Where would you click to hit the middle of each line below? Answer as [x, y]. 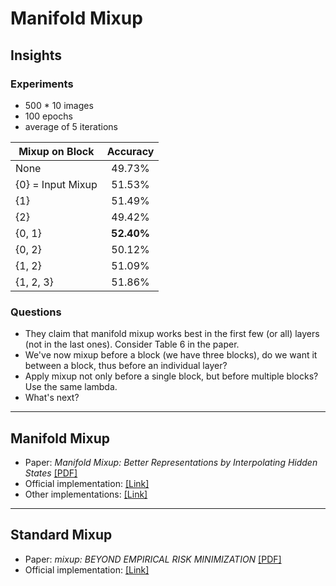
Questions [36, 312]
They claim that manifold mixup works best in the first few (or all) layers [172, 334]
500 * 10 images [59, 105]
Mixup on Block [56, 151]
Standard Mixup [61, 535]
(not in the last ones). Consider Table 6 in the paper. [132, 344]
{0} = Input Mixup [56, 184]
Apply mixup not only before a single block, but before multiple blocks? [171, 376]
